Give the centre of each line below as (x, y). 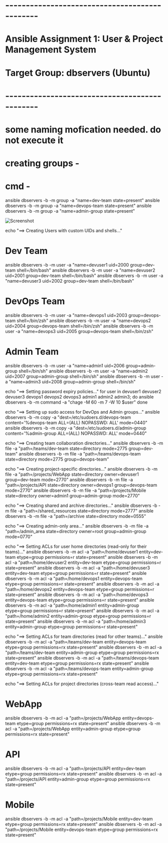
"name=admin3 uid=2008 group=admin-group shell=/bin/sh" (72, 381)
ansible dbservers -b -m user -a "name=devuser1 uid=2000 (67, 265)
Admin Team (32, 352)
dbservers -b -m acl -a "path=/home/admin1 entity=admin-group (72, 605)
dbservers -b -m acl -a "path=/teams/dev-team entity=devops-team (76, 641)
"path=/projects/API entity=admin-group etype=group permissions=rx (78, 779)
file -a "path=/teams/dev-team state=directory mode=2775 (66, 448)
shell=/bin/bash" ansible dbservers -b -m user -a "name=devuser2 (86, 270)
